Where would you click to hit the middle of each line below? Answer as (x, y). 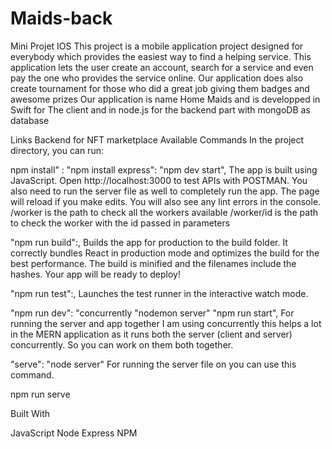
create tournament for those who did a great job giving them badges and (160, 88)
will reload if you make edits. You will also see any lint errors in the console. (166, 201)
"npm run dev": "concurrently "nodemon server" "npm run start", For (152, 313)
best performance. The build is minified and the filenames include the (153, 263)
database (30, 120)
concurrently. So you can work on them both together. (122, 344)
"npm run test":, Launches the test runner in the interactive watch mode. (159, 293)
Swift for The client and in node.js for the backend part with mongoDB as (160, 109)
